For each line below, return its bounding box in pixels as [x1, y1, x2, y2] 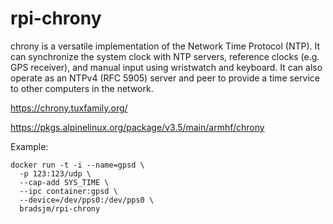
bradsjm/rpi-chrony [19, 203, 101, 214]
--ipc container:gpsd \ [19, 186, 118, 196]
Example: [10, 140, 49, 152]
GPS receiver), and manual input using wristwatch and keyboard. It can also [10, 61, 323, 73]
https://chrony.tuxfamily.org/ [10, 102, 128, 114]
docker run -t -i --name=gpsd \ [10, 160, 145, 170]
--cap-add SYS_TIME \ [19, 177, 110, 187]
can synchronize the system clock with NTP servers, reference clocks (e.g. [10, 50, 320, 62]
